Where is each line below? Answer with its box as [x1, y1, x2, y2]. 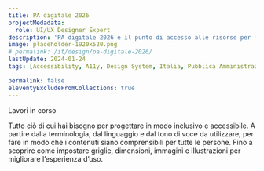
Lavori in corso [8, 105, 57, 115]
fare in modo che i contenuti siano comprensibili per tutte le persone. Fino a [8, 137, 253, 147]
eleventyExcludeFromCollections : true [8, 84, 135, 92]
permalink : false [8, 76, 65, 85]
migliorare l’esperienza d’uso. [8, 154, 104, 163]
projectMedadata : [8, 19, 65, 27]
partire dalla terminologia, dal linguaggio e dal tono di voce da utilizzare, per [8, 129, 254, 138]
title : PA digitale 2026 [8, 11, 90, 20]
